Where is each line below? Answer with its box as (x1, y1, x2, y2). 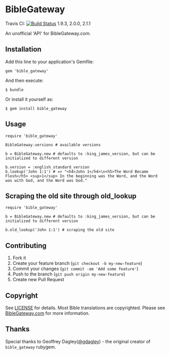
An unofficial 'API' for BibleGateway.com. (5, 30, 91, 36)
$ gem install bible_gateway (5, 106, 67, 111)
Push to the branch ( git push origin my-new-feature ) (12, 271, 125, 277)
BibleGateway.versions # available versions (5, 142, 101, 147)
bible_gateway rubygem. (5, 344, 56, 350)
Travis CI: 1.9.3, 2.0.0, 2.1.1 (5, 20, 91, 26)
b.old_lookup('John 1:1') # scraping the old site (5, 228, 115, 233)
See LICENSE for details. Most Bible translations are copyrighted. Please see (5, 305, 165, 311)
